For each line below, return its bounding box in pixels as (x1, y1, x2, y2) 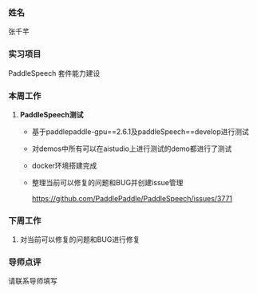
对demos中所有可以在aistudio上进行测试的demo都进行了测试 (31, 144, 232, 153)
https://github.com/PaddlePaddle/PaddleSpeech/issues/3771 (31, 193, 233, 203)
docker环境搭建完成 (31, 160, 97, 170)
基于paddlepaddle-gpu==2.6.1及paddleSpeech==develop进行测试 (31, 126, 249, 137)
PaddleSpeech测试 (19, 109, 84, 119)
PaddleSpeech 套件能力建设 (8, 68, 101, 77)
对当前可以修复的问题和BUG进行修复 (19, 235, 140, 244)
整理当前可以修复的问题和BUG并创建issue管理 (31, 177, 184, 187)
